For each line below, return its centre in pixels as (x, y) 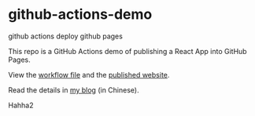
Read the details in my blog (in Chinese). (74, 90)
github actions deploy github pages (66, 36)
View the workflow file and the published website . (89, 74)
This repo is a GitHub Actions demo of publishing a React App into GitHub (128, 51)
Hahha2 (21, 105)
